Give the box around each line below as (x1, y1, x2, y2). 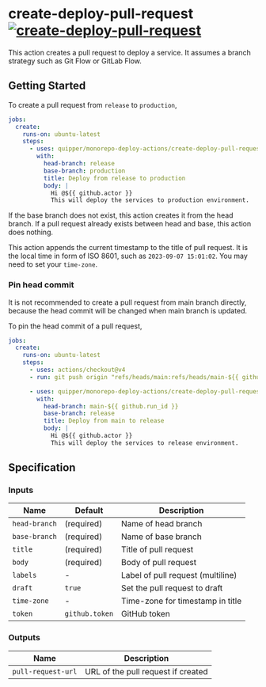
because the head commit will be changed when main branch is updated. (8, 306, 248, 315)
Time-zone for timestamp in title (121, 595, 242, 606)
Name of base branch (121, 531, 202, 542)
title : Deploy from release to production (43, 174, 186, 182)
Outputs (8, 632, 41, 643)
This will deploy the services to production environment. (50, 196, 249, 204)
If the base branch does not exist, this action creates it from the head (8, 211, 234, 220)
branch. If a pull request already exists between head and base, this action (8, 219, 252, 229)
